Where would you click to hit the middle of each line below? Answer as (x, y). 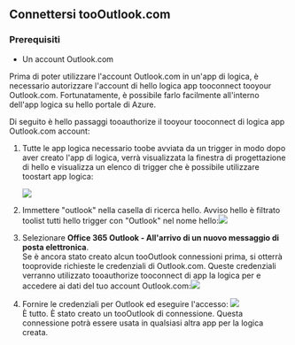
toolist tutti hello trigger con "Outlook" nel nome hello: (120, 220)
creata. (35, 332)
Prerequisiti (35, 40)
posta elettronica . (55, 247)
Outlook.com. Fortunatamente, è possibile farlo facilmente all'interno (134, 95)
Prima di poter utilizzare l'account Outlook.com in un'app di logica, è (134, 76)
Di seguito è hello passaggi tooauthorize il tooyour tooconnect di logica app (147, 121)
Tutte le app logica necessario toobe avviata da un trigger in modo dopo (154, 148)
